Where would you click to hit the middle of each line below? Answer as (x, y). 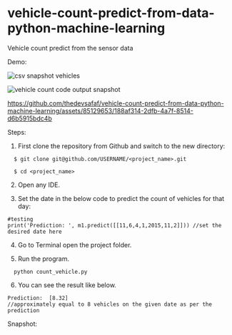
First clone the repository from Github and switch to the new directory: (121, 146)
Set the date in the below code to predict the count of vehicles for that (121, 198)
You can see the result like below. (67, 285)
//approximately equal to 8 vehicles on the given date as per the (110, 304)
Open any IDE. (39, 185)
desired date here (35, 232)
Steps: (17, 132)
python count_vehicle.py (51, 272)
